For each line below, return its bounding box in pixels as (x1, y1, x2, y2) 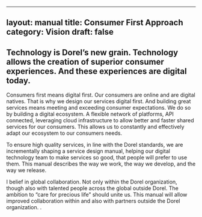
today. (6, 76, 31, 86)
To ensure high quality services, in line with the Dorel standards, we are (6, 141, 183, 149)
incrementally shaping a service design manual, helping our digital (6, 147, 170, 155)
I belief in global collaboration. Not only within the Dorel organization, (6, 178, 177, 186)
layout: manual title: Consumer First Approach (6, 17, 183, 28)
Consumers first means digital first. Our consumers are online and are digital (6, 91, 195, 99)
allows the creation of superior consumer (6, 56, 164, 67)
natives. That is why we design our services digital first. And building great (6, 98, 191, 105)
